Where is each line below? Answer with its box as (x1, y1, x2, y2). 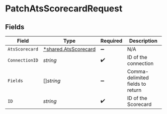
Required (100, 38, 123, 44)
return (127, 87, 142, 93)
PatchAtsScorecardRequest (5, 3, 123, 14)
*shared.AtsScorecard (43, 46, 96, 53)
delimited (127, 74, 149, 81)
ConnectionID (7, 57, 39, 63)
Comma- (127, 68, 149, 75)
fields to (127, 80, 147, 87)
